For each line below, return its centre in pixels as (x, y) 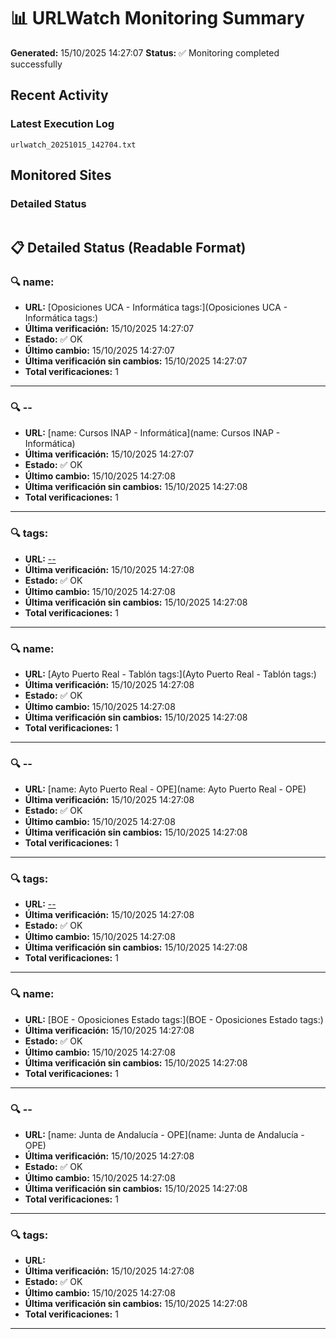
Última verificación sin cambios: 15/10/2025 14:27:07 (136, 361)
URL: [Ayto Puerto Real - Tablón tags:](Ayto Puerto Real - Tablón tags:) (170, 674)
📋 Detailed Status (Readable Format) (128, 247)
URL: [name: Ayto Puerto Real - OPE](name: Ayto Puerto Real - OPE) (165, 789)
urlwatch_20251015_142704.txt (73, 145)
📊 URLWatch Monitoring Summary (157, 18)
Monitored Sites (61, 175)
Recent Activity (59, 95)
